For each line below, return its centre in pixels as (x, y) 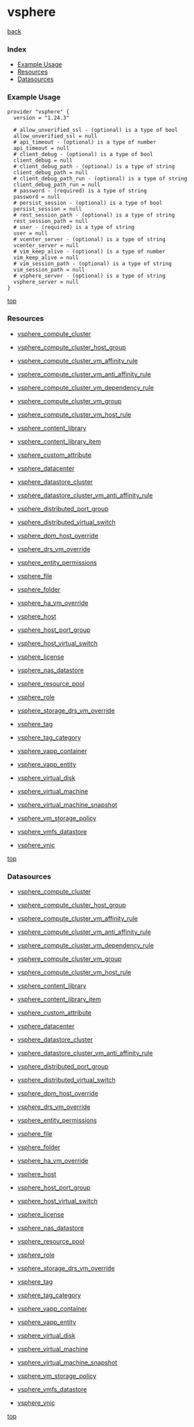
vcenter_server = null (46, 245)
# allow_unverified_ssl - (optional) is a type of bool (96, 130)
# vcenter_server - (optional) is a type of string (90, 239)
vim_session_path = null (49, 269)
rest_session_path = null (51, 221)
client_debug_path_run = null (57, 185)
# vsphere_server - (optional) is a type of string (90, 276)
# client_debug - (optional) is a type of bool (83, 154)
